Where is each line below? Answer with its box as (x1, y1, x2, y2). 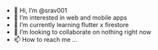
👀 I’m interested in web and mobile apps (13, 14, 127, 22)
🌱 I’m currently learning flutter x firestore (13, 21, 129, 28)
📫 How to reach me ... (13, 36, 78, 43)
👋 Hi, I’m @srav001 (13, 7, 67, 14)
